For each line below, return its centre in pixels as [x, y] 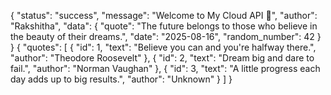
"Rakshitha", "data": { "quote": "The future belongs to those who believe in [164, 26]
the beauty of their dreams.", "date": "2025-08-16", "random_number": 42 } [166, 36]
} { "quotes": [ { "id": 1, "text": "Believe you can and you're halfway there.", [163, 47]
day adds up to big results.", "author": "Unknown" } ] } [121, 79]
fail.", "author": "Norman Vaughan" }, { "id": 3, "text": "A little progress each [165, 68]
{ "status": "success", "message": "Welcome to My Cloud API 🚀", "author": [164, 15]
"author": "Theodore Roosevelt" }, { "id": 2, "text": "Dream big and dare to [162, 58]
